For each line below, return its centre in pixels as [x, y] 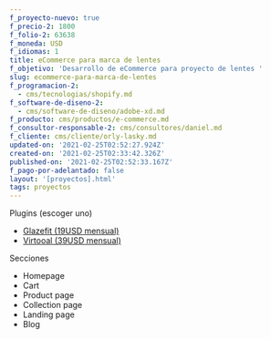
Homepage [44, 276]
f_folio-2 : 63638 [42, 35]
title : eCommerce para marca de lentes [85, 60]
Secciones [29, 258]
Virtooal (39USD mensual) [72, 241]
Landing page [48, 314]
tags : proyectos [40, 188]
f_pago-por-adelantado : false [67, 170]
